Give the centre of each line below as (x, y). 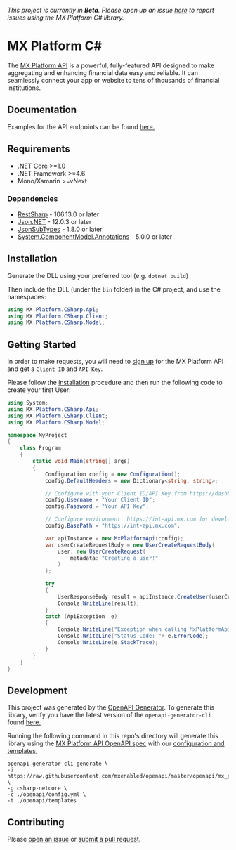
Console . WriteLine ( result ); (98, 603)
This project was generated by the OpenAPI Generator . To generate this (111, 707)
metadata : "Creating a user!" (114, 558)
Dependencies (33, 199)
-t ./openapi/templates (42, 801)
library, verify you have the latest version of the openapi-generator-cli (110, 715)
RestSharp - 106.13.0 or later (58, 214)
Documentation (42, 110)
